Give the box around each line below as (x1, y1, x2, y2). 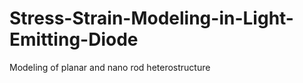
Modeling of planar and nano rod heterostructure (9, 61, 211, 73)
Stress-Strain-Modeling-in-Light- (9, 7, 294, 30)
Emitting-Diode (9, 28, 139, 51)
